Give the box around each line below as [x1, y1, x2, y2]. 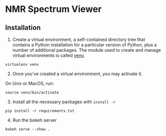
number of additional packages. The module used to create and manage [12, 47, 161, 53]
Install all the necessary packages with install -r [12, 99, 116, 105]
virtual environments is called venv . [12, 52, 85, 58]
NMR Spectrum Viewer [5, 3, 102, 15]
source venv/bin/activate [5, 90, 59, 95]
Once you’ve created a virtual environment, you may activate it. [12, 71, 143, 77]
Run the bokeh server [12, 117, 57, 123]
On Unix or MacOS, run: [5, 81, 54, 86]
